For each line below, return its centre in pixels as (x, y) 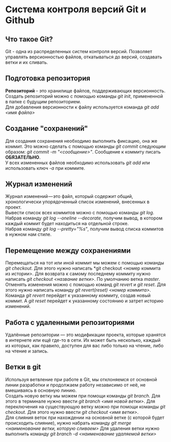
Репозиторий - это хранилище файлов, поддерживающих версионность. (86, 91)
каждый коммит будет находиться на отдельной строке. (67, 224)
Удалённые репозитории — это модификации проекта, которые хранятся (86, 335)
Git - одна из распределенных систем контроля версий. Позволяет (79, 51)
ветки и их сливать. (27, 62)
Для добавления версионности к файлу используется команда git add (82, 107)
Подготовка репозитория (48, 79)
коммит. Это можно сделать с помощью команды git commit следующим (86, 146)
